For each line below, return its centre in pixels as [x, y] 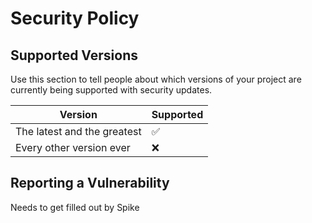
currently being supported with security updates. [111, 90]
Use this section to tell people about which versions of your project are [156, 79]
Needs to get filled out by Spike [75, 207]
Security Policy [75, 18]
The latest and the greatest [78, 131]
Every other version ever [73, 147]
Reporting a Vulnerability [90, 183]
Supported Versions [74, 55]
